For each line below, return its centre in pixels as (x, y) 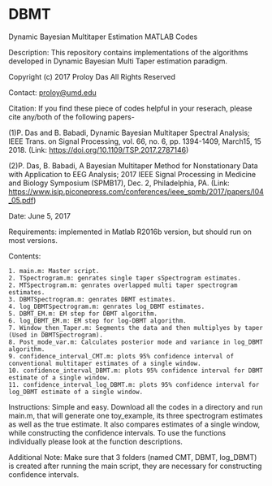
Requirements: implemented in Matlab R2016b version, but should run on (130, 232)
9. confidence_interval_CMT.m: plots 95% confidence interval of (121, 356)
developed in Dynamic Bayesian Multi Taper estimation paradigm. (118, 61)
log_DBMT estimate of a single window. (76, 392)
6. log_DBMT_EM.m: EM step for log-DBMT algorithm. (97, 321)
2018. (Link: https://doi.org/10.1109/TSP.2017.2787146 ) (99, 150)
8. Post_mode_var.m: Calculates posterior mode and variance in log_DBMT (136, 342)
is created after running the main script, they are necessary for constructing (135, 466)
